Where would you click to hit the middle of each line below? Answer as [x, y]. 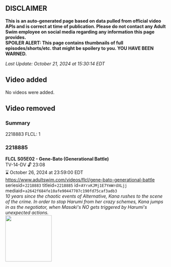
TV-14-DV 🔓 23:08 [25, 165]
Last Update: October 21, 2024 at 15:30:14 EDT [55, 63]
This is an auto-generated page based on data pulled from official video [83, 21]
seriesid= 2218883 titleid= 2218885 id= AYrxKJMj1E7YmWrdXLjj [66, 185]
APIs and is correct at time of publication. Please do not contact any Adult [85, 26]
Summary [18, 123]
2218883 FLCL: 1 [23, 134]
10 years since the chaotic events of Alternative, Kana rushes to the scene [84, 196]
